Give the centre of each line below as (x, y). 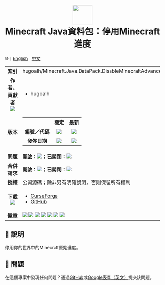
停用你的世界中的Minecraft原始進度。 (43, 247)
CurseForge (44, 196)
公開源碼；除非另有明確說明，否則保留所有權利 (77, 182)
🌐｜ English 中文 (23, 58)
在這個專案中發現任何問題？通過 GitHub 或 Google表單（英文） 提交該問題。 (80, 277)
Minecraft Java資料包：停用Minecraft (82, 32)
